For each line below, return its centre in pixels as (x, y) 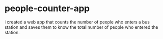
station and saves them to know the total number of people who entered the (81, 27)
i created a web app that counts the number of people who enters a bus (77, 22)
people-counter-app (47, 9)
